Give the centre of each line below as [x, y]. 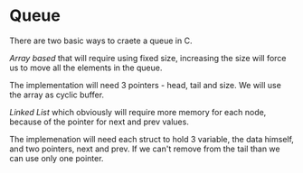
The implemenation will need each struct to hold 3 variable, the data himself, [151, 139]
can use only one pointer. [57, 158]
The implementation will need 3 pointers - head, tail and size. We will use [146, 85]
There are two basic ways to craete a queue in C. [101, 41]
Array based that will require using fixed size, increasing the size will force [148, 58]
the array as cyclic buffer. [57, 95]
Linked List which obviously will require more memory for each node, [138, 112]
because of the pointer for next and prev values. [99, 122]
